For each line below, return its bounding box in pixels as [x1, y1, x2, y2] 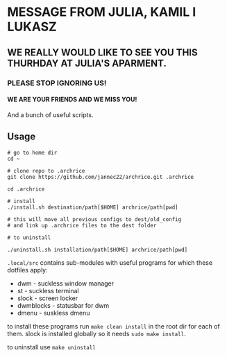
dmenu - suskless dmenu [17, 308, 90, 317]
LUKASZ [7, 19, 57, 35]
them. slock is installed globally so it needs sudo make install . [7, 329, 186, 338]
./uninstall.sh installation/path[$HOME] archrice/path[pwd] [7, 246, 188, 253]
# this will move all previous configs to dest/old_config [7, 216, 182, 223]
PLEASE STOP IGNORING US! [7, 78, 107, 87]
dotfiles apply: [7, 265, 49, 274]
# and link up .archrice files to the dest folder [7, 222, 157, 229]
